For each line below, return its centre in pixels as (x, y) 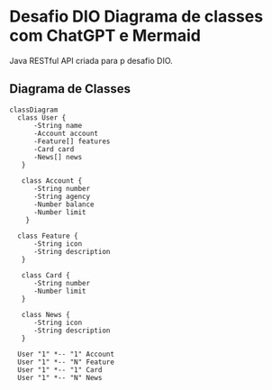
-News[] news (58, 157)
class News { (45, 314)
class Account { (52, 181)
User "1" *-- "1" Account (66, 354)
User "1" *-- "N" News (60, 377)
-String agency (62, 196)
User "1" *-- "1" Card (60, 370)
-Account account (66, 133)
